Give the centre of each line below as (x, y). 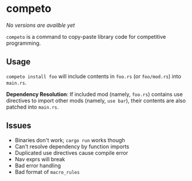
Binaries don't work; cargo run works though (70, 140)
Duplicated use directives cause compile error (71, 153)
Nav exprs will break (40, 159)
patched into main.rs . (32, 107)
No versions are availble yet (41, 25)
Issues (19, 126)
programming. (24, 43)
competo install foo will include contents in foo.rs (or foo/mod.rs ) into (94, 76)
